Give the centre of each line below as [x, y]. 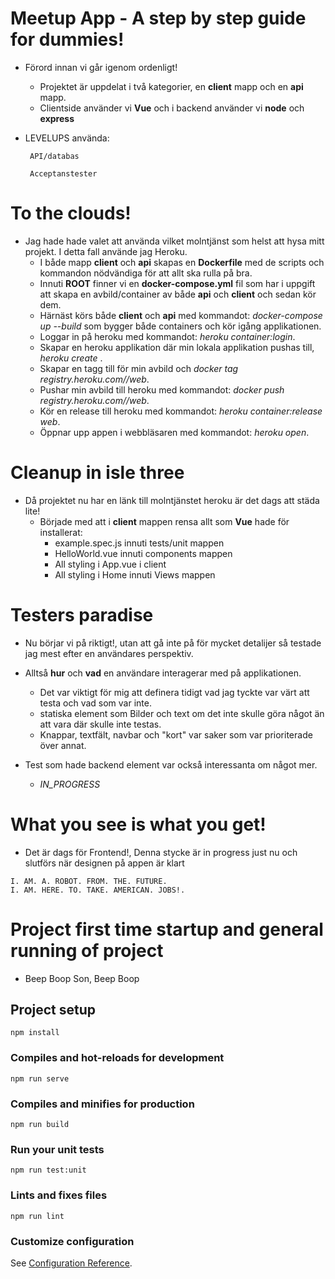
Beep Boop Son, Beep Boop [82, 978]
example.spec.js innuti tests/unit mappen [139, 543]
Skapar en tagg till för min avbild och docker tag [139, 368]
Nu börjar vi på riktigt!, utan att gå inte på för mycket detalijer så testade [173, 643]
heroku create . [71, 358]
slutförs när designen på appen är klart [104, 863]
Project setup [53, 1010]
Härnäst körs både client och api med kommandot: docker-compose [181, 315]
